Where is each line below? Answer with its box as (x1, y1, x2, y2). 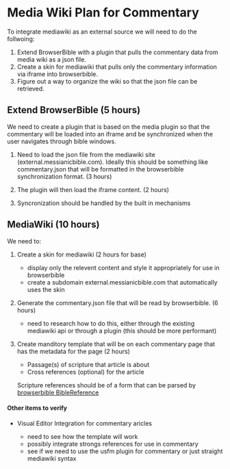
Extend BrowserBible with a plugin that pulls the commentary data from (16, 48, 218, 56)
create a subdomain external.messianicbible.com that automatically (27, 278, 218, 286)
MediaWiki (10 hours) (7, 219, 100, 230)
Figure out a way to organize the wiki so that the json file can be (16, 77, 198, 85)
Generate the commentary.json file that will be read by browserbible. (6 (16, 298, 218, 306)
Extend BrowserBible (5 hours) (7, 104, 141, 116)
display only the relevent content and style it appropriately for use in (27, 263, 220, 272)
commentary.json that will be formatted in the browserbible (16, 165, 184, 173)
